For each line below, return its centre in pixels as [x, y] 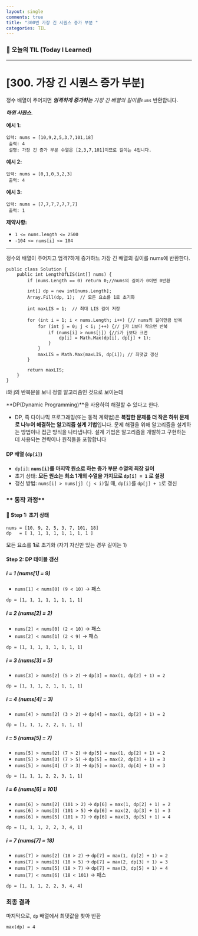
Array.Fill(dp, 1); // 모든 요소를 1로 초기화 [81, 298]
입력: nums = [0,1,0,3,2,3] [39, 174]
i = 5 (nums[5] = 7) [29, 738]
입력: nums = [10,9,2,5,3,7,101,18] [50, 138]
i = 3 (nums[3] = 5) [29, 660]
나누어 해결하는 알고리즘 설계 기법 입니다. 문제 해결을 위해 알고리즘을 [98, 425]
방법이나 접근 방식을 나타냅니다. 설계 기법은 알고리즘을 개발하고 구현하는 [104, 432]
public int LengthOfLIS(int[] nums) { [64, 275]
